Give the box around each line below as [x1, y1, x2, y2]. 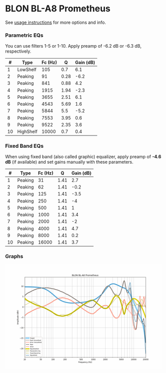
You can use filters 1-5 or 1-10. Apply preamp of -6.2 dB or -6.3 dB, [5, 43, 142, 49]
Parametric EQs [5, 32, 44, 39]
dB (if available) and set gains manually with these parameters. [5, 159, 134, 165]
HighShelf [17, 128, 38, 134]
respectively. [5, 48, 31, 55]
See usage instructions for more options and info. [5, 19, 107, 25]
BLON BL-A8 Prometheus [5, 3, 111, 14]
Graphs [5, 253, 23, 260]
